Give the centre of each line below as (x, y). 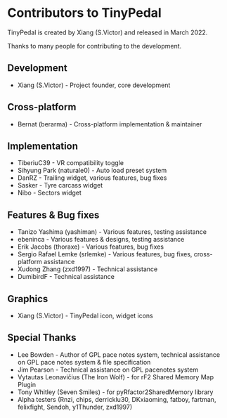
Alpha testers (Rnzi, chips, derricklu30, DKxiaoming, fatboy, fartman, (117, 399)
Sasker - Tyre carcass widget (60, 185)
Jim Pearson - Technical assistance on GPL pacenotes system (108, 370)
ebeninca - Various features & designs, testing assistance (101, 240)
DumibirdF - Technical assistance (66, 277)
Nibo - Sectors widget (50, 193)
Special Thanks (42, 338)
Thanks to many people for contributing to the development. (95, 46)
